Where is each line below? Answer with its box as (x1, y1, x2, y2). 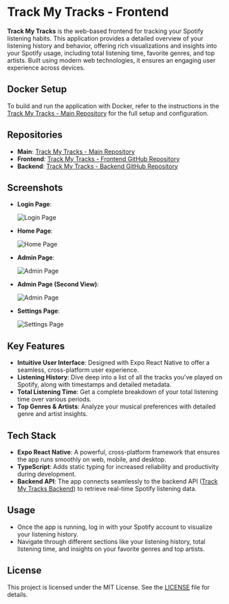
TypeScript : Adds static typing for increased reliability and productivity (17, 463, 219, 470)
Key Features (7, 340, 65, 352)
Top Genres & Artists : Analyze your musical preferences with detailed (17, 402, 216, 410)
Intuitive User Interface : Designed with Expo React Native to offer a (17, 359, 210, 367)
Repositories (7, 129, 63, 141)
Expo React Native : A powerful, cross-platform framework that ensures (17, 448, 220, 456)
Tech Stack (7, 430, 56, 441)
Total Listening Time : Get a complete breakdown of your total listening (17, 388, 219, 396)
